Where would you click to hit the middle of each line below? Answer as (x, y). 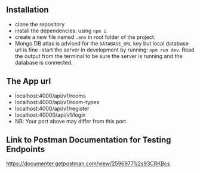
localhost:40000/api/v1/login (50, 115)
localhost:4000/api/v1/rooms (50, 96)
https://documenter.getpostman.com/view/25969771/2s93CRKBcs (88, 163)
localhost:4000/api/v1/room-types (57, 102)
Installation (27, 10)
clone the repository (40, 24)
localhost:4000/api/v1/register (52, 108)
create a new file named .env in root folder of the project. (85, 37)
